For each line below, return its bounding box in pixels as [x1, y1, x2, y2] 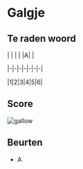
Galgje [7, 5, 46, 21]
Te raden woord [7, 33, 76, 45]
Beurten [7, 137, 43, 149]
